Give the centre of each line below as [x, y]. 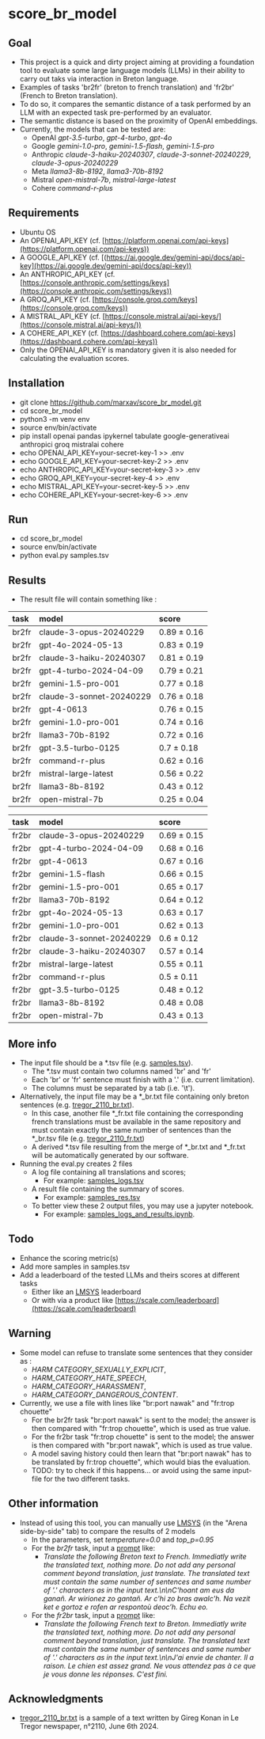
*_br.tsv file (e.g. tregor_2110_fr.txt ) [88, 1139]
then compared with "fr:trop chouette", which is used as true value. [141, 1428]
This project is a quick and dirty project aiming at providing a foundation [137, 62]
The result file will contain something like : [88, 599]
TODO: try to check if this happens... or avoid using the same [131, 1470]
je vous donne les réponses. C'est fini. [106, 1674]
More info [32, 1044]
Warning [30, 1333]
